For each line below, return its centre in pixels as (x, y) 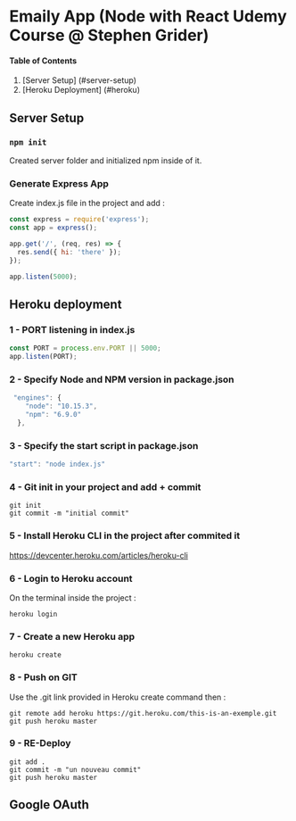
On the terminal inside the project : (73, 597)
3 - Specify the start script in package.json (104, 445)
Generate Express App (59, 183)
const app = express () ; (53, 228)
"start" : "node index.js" (57, 464)
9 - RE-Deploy (40, 743)
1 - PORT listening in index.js (72, 329)
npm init (28, 142)
